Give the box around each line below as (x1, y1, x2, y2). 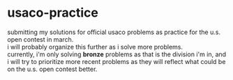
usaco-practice (7, 5, 99, 21)
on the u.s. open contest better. (7, 65, 98, 73)
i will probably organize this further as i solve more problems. (7, 42, 183, 51)
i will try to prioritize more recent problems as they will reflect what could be (7, 57, 226, 65)
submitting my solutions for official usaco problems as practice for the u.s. (7, 28, 221, 36)
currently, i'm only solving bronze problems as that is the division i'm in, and (7, 50, 227, 58)
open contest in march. (7, 35, 74, 43)
